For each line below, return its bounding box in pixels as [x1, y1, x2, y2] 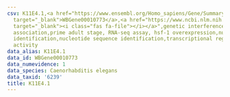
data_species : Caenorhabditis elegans [7, 67, 118, 74]
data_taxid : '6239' [7, 73, 63, 81]
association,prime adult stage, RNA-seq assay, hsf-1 [13, 29, 170, 36]
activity [13, 42, 38, 48]
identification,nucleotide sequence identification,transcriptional [13, 36, 213, 42]
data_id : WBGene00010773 [7, 55, 78, 61]
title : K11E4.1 [7, 80, 51, 87]
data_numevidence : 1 [7, 61, 66, 68]
